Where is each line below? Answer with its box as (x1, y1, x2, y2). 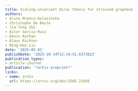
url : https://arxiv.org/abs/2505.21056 (9, 78, 90, 83)
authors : (5, 12, 23, 16)
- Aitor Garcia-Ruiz (5, 29, 47, 34)
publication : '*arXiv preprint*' (5, 65, 73, 70)
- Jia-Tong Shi (5, 25, 36, 30)
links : (5, 70, 18, 75)
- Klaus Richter (5, 39, 38, 43)
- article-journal (5, 61, 42, 65)
